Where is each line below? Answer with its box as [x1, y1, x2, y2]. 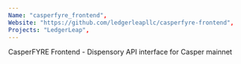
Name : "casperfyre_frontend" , [8, 11, 108, 20]
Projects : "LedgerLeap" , [8, 26, 90, 34]
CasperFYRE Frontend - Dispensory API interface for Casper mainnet [8, 48, 232, 57]
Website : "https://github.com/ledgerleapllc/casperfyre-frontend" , [8, 19, 235, 27]
